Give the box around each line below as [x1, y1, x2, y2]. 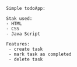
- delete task [8, 57, 43, 62]
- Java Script [6, 31, 41, 37]
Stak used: [6, 16, 33, 22]
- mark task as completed [8, 51, 72, 57]
